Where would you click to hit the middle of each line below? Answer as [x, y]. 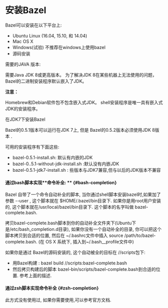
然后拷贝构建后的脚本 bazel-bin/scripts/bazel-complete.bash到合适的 [84, 269]
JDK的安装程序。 [23, 109]
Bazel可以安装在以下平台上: [34, 25]
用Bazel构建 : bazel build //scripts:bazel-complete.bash [69, 263]
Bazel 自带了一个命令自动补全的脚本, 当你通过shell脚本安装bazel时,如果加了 [83, 195]
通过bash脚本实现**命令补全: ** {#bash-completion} [61, 182]
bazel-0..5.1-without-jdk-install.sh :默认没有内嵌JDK [66, 164]
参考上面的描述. [35, 275]
